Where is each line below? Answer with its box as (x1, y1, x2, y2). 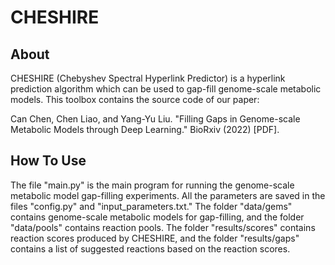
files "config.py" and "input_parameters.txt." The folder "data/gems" (10, 200, 293, 212)
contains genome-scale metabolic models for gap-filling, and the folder (10, 211, 305, 223)
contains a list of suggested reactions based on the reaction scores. (10, 242, 291, 255)
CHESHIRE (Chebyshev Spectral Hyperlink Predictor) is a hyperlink (10, 72, 286, 84)
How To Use (10, 152, 87, 170)
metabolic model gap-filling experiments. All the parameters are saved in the (10, 189, 326, 201)
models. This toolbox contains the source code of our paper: (10, 94, 260, 105)
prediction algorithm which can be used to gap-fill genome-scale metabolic (10, 83, 322, 95)
